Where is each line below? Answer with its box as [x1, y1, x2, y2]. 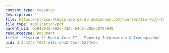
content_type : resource [5, 7, 55, 13]
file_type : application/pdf [5, 21, 64, 27]
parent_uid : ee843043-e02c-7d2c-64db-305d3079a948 [5, 26, 114, 31]
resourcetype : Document [5, 31, 55, 36]
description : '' [5, 12, 39, 17]
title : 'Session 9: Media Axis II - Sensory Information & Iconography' [5, 36, 161, 41]
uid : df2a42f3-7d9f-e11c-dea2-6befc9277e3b [5, 40, 98, 45]
